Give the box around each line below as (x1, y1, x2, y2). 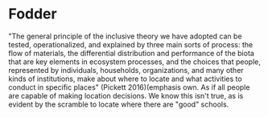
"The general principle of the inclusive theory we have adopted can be (8, 31, 243, 41)
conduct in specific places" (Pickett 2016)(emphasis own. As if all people (8, 82, 250, 92)
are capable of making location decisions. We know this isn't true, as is (8, 91, 244, 100)
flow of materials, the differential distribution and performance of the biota (8, 48, 255, 58)
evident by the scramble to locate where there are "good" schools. (8, 99, 229, 109)
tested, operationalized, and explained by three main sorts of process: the (8, 39, 254, 49)
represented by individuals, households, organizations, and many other (8, 65, 244, 75)
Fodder (8, 5, 58, 23)
